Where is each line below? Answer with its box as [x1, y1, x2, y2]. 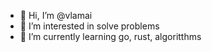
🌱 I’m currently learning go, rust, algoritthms [19, 31, 202, 42]
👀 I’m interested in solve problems [19, 20, 160, 32]
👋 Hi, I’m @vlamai [19, 10, 93, 21]
